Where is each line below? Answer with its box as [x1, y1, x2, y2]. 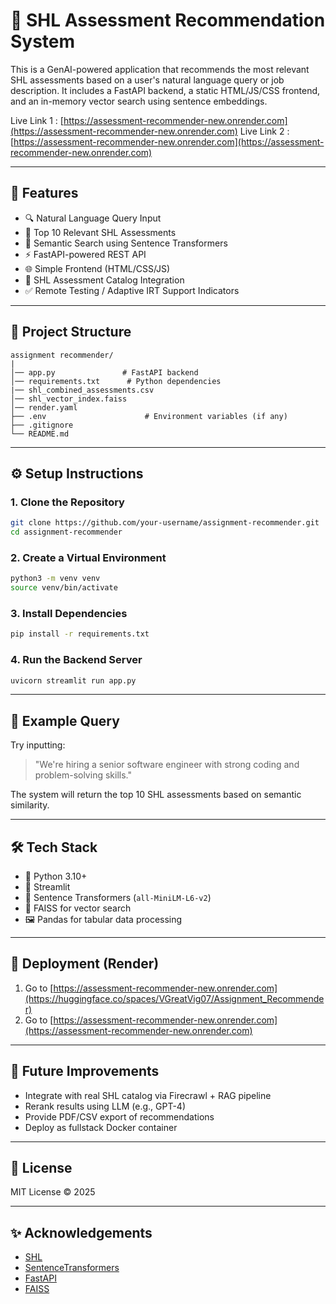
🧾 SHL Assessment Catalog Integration [24, 274, 185, 286]
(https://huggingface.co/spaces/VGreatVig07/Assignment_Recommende [24, 992, 325, 1004]
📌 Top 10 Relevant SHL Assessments [24, 226, 177, 238]
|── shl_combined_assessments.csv [10, 385, 155, 395]
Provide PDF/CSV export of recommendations [24, 1110, 215, 1123]
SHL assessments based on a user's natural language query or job [10, 74, 285, 86]
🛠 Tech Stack [10, 839, 98, 856]
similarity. [10, 799, 50, 811]
